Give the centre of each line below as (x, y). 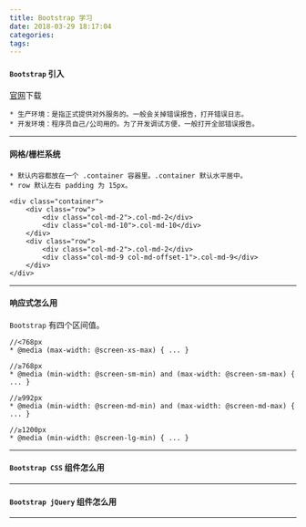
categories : (32, 35)
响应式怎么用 (33, 303)
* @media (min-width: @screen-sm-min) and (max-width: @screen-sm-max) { (153, 374)
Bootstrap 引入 (37, 73)
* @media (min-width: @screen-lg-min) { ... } (99, 438)
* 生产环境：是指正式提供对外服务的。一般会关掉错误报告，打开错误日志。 (129, 115)
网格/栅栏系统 (35, 154)
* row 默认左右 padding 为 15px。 (71, 185)
